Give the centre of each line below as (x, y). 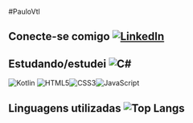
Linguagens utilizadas (65, 108)
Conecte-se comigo (59, 36)
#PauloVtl (24, 12)
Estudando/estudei (57, 63)
